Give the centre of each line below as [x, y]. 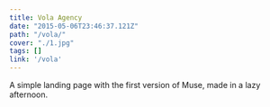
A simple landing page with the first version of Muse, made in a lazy [135, 85]
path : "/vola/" [38, 34]
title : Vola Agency [46, 18]
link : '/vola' [36, 59]
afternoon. [29, 94]
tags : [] [26, 51]
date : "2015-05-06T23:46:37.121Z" [74, 26]
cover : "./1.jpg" [42, 43]
